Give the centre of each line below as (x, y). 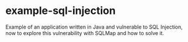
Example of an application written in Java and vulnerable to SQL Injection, (94, 27)
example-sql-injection (61, 11)
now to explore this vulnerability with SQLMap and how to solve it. (85, 33)
